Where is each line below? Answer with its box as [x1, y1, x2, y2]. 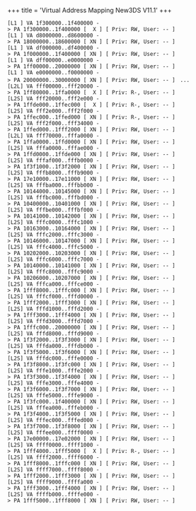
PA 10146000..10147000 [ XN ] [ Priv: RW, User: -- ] [13, 237, 175, 245]
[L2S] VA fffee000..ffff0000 [7, 429, 93, 436]
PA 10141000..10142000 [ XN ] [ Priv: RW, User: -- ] [13, 213, 175, 220]
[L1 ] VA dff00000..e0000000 [7, 57, 93, 64]
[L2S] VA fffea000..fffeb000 [7, 404, 93, 411]
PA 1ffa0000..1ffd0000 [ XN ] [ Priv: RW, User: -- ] [13, 139, 175, 146]
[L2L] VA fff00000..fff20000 [7, 83, 93, 90]
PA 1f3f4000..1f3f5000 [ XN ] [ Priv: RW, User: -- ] [13, 411, 175, 418]
